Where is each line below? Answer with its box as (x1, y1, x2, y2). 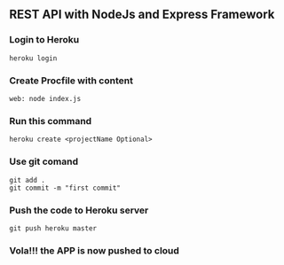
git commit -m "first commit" (9, 183, 122, 192)
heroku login (9, 53, 58, 63)
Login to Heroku (9, 34, 80, 46)
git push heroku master (9, 223, 98, 233)
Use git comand (9, 155, 78, 168)
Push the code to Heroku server (9, 204, 149, 216)
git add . (9, 175, 46, 184)
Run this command (9, 114, 92, 127)
